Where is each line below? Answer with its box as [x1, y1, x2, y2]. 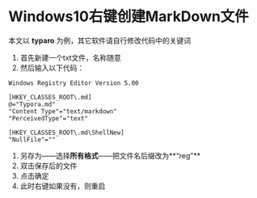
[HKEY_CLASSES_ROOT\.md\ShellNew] [8, 128, 125, 137]
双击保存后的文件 [19, 161, 78, 171]
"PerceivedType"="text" [8, 114, 89, 122]
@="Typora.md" [8, 100, 57, 108]
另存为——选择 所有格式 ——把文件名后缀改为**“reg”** [19, 150, 200, 160]
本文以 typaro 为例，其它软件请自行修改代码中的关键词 [8, 36, 192, 45]
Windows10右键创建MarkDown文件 [8, 7, 249, 26]
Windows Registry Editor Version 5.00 [8, 78, 139, 87]
